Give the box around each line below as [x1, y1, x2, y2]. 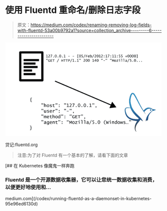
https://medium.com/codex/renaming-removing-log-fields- [30, 22, 152, 28]
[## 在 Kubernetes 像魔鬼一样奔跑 [5, 163, 75, 169]
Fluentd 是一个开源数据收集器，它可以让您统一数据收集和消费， [5, 176, 158, 183]
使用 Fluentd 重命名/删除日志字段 [5, 4, 141, 16]
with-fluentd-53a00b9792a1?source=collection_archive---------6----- [17, 27, 162, 33]
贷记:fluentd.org [5, 142, 38, 148]
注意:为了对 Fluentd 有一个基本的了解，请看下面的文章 [17, 152, 128, 158]
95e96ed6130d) [5, 201, 38, 207]
